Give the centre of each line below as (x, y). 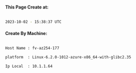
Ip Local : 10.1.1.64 (29, 66)
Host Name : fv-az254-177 (32, 48)
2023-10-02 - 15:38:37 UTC (33, 22)
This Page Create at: (27, 7)
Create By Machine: (26, 33)
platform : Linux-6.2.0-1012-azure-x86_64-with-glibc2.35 (68, 57)
